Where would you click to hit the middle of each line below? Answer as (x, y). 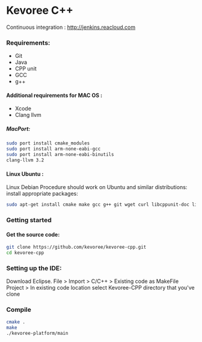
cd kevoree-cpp (25, 253)
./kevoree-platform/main (37, 334)
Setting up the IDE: (34, 268)
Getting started (29, 220)
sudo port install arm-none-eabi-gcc (54, 149)
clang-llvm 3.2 (25, 160)
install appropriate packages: (42, 194)
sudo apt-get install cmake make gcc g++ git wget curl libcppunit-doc (98, 205)
